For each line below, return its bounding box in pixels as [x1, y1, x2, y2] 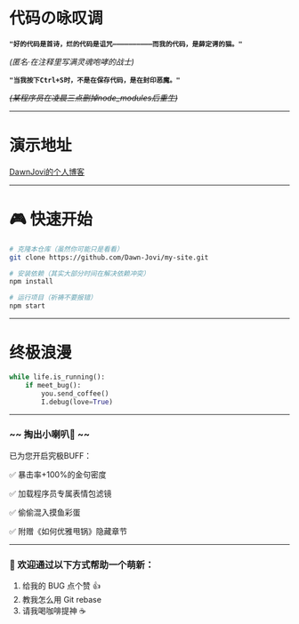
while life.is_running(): [9, 372, 105, 381]
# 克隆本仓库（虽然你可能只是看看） [9, 244, 124, 253]
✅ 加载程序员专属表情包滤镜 [9, 488, 112, 499]
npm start [9, 301, 46, 311]
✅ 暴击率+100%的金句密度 [9, 468, 107, 480]
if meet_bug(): [25, 380, 82, 389]
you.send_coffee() [41, 388, 109, 398]
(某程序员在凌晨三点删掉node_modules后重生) [9, 92, 178, 103]
